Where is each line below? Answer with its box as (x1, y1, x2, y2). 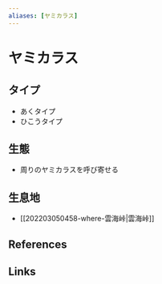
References (8, 237, 67, 251)
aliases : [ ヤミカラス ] (8, 11, 79, 20)
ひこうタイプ (19, 116, 63, 126)
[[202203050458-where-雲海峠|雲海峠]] (19, 214, 155, 224)
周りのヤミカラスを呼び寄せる (19, 165, 119, 175)
